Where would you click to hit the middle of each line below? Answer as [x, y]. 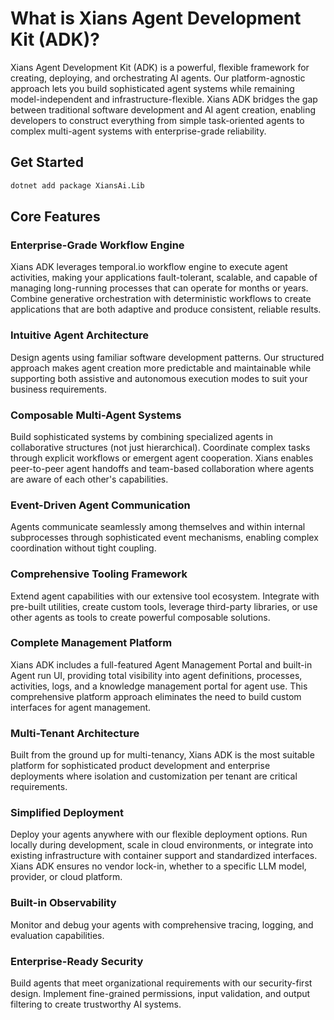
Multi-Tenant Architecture [75, 733]
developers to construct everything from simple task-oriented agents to [157, 120]
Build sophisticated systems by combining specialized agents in [141, 436]
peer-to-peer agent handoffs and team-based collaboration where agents [162, 468]
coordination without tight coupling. [83, 548]
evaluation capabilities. [57, 935]
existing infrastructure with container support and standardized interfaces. [164, 856]
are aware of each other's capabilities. [89, 479]
